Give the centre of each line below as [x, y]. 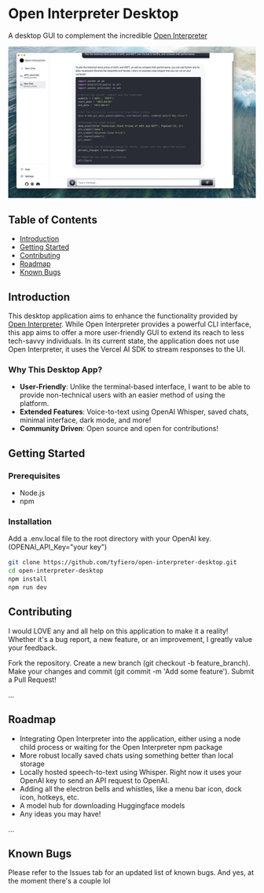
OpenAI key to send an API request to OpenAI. [94, 780]
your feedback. [33, 648]
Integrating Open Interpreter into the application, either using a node [130, 738]
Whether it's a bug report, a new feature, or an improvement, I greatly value [130, 639]
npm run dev [27, 588]
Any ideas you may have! [60, 814]
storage [32, 763]
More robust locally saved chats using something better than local [126, 755]
